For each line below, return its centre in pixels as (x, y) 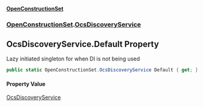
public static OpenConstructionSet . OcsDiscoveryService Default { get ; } (102, 70)
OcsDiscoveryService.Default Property (83, 44)
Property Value (26, 84)
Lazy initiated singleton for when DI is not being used (73, 59)
